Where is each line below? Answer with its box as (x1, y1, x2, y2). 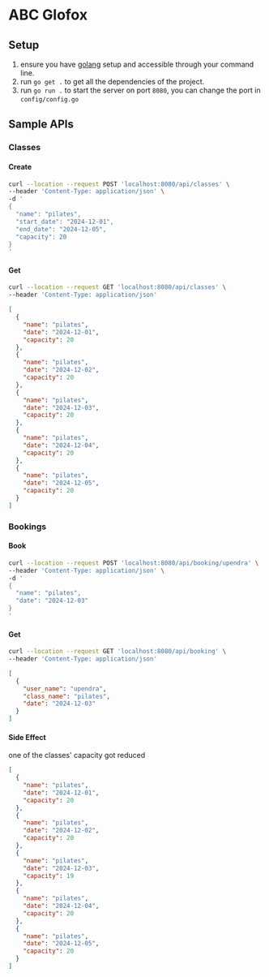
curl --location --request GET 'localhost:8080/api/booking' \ (8, 648, 227, 656)
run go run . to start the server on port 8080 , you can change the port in (19, 85, 261, 95)
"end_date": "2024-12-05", (15, 225, 107, 233)
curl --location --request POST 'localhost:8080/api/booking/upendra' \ (8, 558, 259, 567)
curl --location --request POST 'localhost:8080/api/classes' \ (8, 180, 230, 188)
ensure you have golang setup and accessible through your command (19, 59, 254, 69)
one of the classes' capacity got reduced (8, 751, 146, 760)
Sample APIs (8, 118, 75, 131)
